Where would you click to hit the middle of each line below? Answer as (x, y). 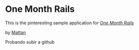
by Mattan (15, 32)
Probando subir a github (30, 42)
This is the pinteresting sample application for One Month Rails (69, 23)
